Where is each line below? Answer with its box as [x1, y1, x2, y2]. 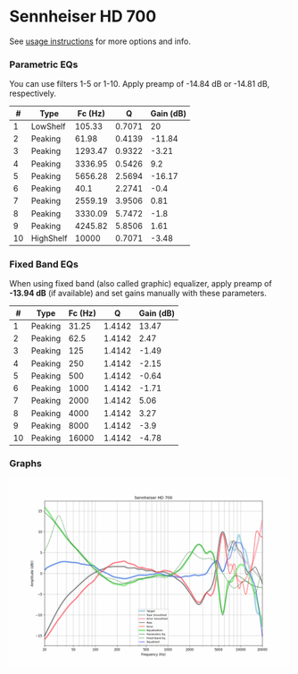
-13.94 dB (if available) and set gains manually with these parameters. [9, 288, 268, 299]
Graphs [9, 457, 42, 470]
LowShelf [30, 121, 66, 132]
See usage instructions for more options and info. [9, 36, 192, 47]
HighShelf [30, 233, 68, 243]
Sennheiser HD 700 [9, 6, 157, 27]
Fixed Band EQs [9, 258, 79, 270]
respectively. [9, 88, 56, 99]
